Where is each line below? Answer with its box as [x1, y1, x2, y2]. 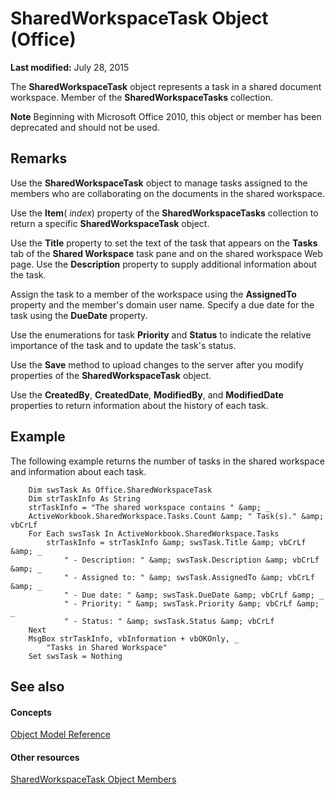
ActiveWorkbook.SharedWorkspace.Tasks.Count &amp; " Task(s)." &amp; [28, 511, 325, 521]
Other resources [10, 751, 80, 763]
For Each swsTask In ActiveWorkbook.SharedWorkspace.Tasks [28, 528, 280, 539]
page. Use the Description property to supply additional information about [10, 258, 317, 270]
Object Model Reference [10, 728, 111, 741]
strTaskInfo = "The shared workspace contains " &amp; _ [28, 502, 271, 512]
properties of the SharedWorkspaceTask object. [10, 369, 212, 381]
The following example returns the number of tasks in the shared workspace [10, 455, 325, 467]
